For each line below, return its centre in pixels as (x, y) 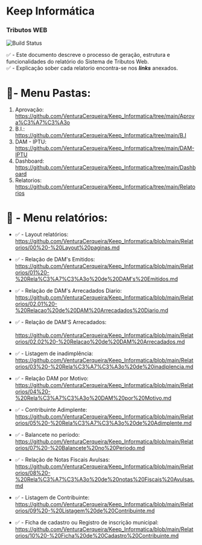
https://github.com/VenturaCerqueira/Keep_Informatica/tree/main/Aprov (105, 116)
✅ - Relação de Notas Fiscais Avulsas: (62, 460)
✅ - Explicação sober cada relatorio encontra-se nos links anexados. (92, 68)
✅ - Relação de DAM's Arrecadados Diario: (68, 291)
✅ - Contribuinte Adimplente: (51, 410)
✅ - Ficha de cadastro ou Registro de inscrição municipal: (87, 523)
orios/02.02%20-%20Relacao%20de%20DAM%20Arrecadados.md (100, 342)
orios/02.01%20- (36, 304)
